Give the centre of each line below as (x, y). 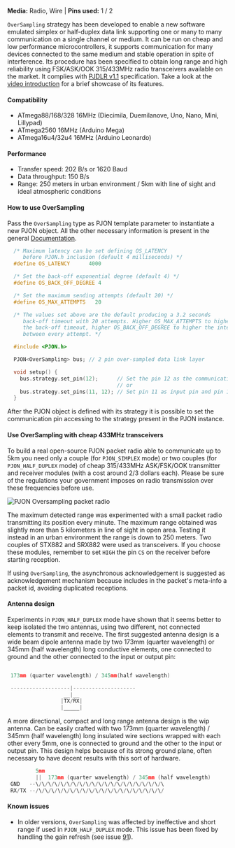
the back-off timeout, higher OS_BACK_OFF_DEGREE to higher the (119, 328)
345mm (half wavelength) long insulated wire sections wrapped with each (114, 736)
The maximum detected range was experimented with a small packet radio (115, 515)
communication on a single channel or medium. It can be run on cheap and (115, 39)
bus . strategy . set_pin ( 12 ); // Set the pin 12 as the (106, 379)
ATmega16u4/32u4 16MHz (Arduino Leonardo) (84, 138)
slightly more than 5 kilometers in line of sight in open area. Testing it (106, 530)
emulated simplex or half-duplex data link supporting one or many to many (115, 32)
